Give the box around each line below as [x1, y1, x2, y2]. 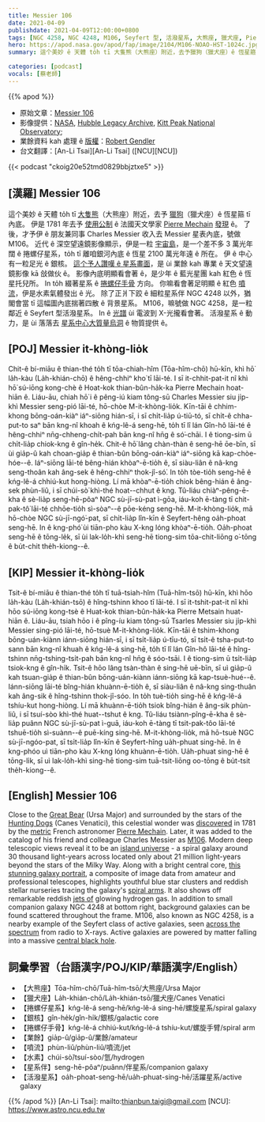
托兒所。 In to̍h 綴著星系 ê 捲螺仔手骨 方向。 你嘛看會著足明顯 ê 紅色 [14, 278, 237, 288]
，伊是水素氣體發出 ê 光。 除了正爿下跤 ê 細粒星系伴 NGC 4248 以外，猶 [15, 288, 252, 297]
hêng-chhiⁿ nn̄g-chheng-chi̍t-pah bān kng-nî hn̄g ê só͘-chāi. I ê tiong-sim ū [8, 430, 252, 440]
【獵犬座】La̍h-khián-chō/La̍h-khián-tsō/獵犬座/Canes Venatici [19, 993, 226, 1003]
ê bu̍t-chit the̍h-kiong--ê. [8, 542, 91, 551]
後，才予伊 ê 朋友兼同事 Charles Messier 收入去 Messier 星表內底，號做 [8, 229, 241, 238]
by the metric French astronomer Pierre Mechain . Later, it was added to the [8, 827, 252, 836]
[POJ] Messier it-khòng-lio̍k [8, 342, 148, 356]
